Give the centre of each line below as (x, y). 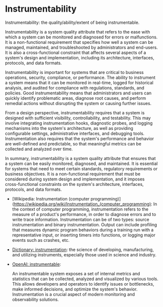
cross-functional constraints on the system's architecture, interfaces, (74, 184)
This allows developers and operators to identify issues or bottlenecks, (83, 284)
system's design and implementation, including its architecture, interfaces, (80, 57)
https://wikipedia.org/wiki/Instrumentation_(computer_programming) (82, 204)
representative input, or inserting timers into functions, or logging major (84, 235)
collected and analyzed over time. (39, 149)
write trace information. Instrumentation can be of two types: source (81, 219)
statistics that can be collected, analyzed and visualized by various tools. (85, 279)
